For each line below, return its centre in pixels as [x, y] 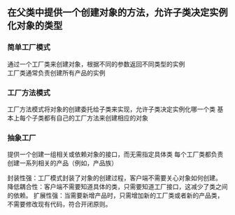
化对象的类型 [35, 26]
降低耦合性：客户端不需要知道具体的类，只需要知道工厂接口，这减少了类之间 [117, 187]
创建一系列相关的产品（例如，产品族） [62, 163]
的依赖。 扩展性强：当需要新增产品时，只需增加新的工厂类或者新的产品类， [115, 195]
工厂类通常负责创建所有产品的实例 [56, 73]
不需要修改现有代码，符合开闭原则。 [59, 204]
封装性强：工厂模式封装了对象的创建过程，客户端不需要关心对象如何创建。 [114, 178]
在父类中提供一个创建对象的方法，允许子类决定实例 [117, 13]
